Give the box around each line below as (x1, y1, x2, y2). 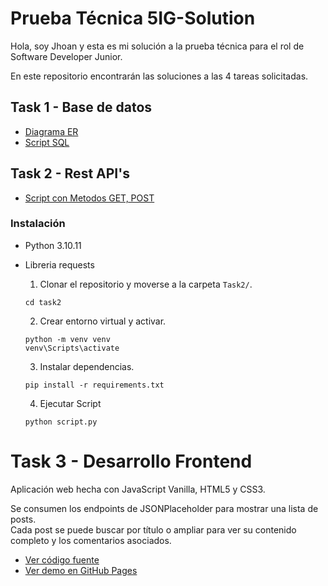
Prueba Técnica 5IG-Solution (10, 7, 256, 30)
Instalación (10, 217, 66, 231)
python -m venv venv (24, 334, 111, 344)
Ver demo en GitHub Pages (24, 564, 138, 576)
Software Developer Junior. (10, 50, 123, 62)
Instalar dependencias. (39, 360, 135, 372)
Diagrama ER (24, 125, 79, 137)
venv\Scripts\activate (24, 343, 120, 353)
